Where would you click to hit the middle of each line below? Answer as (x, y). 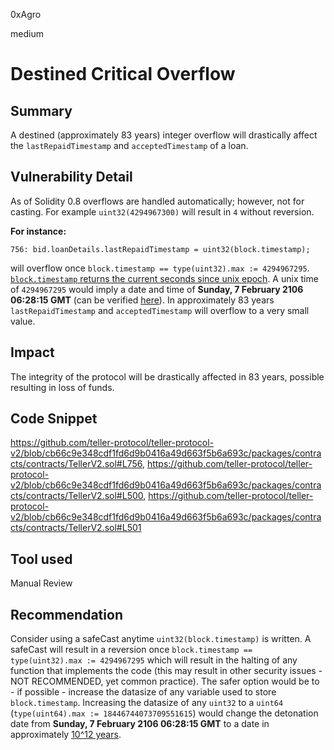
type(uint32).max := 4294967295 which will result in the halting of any (154, 660)
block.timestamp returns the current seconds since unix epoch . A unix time (164, 278)
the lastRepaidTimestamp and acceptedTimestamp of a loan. (129, 145)
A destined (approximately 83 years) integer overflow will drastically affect (164, 135)
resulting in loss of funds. (62, 387)
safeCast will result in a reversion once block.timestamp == (131, 650)
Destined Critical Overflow (123, 74)
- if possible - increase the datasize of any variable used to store (143, 692)
